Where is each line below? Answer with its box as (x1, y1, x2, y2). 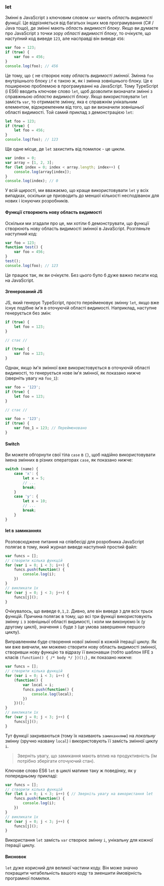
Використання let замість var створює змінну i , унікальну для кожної (5, 837, 154, 843)
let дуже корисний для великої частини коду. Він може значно (5, 865, 138, 871)
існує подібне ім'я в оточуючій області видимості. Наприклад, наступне (5, 305, 157, 310)
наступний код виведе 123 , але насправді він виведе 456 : (5, 36, 125, 41)
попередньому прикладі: (5, 772, 58, 778)
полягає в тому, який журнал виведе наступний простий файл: (5, 544, 138, 550)
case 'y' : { (14, 494, 38, 499)
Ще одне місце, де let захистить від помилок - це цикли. (5, 146, 126, 152)
